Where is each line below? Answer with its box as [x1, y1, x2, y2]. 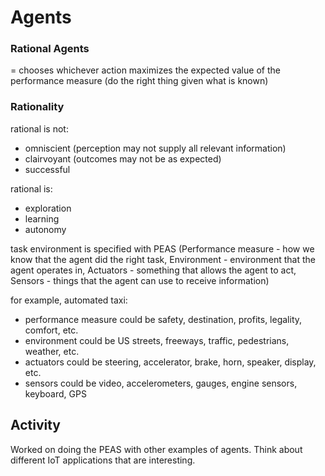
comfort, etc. [24, 324, 79, 336]
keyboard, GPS [24, 387, 87, 400]
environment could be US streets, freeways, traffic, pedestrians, [24, 334, 290, 346]
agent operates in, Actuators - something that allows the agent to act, [10, 264, 297, 276]
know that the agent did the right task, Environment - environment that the [10, 253, 316, 265]
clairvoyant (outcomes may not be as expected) [24, 152, 222, 165]
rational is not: [10, 122, 69, 135]
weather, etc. [24, 345, 80, 357]
